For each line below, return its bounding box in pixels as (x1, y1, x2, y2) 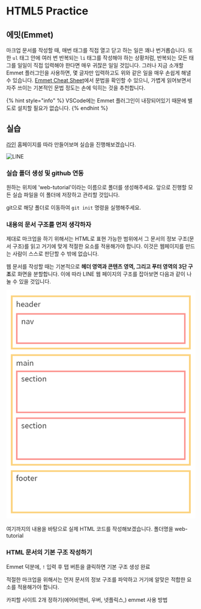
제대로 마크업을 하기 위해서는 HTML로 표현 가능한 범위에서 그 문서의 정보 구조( (6, 235, 190, 243)
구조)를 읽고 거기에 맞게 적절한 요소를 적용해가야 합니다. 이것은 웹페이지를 (12, 243, 184, 250)
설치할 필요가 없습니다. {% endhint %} (17, 105, 109, 112)
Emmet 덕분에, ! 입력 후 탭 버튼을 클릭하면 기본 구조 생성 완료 (6, 563, 151, 570)
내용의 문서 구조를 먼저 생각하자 (6, 220, 92, 229)
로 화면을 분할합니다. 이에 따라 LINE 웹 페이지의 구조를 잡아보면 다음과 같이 (11, 270, 186, 277)
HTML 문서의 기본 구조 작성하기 (6, 548, 92, 557)
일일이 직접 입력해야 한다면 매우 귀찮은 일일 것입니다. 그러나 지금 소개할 (17, 62, 184, 68)
